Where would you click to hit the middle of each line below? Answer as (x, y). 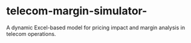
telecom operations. (31, 33)
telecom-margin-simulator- (77, 11)
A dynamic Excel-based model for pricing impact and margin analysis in (96, 27)
